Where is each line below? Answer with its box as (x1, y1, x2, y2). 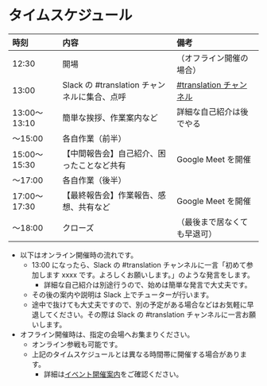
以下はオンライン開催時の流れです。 (19, 250, 137, 260)
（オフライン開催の (176, 52, 249, 64)
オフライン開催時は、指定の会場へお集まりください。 (19, 330, 195, 339)
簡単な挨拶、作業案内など (62, 112, 159, 123)
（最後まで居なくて (176, 216, 249, 227)
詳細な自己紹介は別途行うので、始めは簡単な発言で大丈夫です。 (43, 280, 252, 289)
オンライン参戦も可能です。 (31, 339, 122, 349)
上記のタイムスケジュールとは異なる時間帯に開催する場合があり (31, 349, 241, 359)
